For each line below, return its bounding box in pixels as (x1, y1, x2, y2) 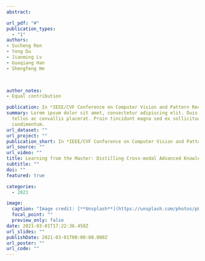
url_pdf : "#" (6, 20, 40, 26)
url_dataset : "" (6, 127, 48, 133)
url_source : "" (6, 144, 45, 150)
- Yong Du (6, 48, 32, 55)
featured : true (6, 172, 45, 178)
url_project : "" (6, 133, 48, 139)
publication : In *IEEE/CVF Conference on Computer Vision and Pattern (6, 105, 190, 111)
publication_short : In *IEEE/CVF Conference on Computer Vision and (6, 138, 184, 144)
